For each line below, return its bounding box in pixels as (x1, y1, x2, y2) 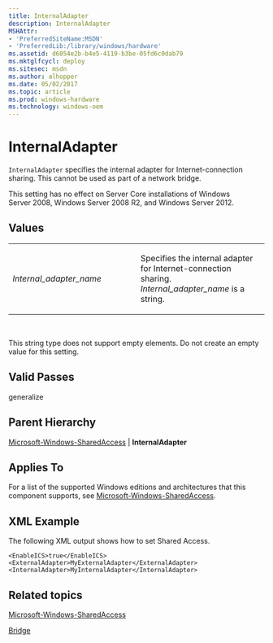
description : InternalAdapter (8, 20, 111, 28)
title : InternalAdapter (8, 11, 89, 20)
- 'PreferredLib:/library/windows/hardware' (8, 42, 162, 50)
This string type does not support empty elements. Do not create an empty (8, 338, 259, 348)
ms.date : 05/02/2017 (8, 80, 79, 88)
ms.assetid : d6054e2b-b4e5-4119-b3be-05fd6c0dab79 (8, 50, 184, 58)
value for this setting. (8, 347, 80, 356)
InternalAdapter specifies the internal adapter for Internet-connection (8, 164, 244, 175)
